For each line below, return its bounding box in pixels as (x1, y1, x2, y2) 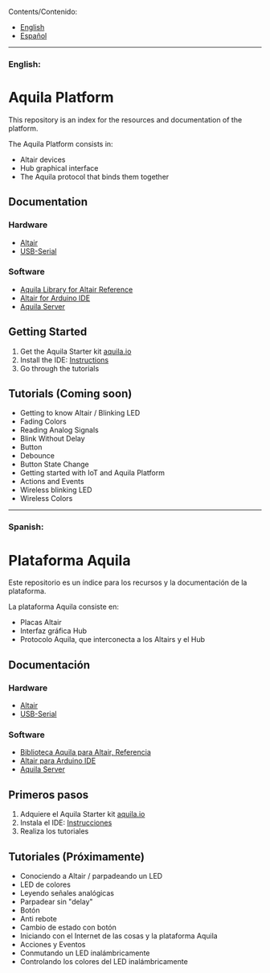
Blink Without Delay (19, 434, 86, 444)
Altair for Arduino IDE (19, 293, 91, 303)
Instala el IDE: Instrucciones (19, 818, 112, 828)
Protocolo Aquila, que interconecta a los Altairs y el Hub (19, 635, 205, 644)
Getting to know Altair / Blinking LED (19, 408, 141, 418)
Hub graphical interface (19, 163, 99, 172)
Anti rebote (19, 913, 58, 923)
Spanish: (8, 521, 44, 532)
